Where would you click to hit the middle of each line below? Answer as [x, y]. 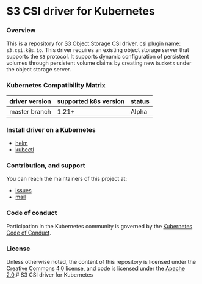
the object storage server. [39, 70]
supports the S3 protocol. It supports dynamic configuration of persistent [98, 57]
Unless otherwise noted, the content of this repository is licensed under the [101, 261]
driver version [31, 101]
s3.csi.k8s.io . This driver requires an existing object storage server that [98, 50]
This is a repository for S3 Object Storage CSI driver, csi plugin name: [94, 43]
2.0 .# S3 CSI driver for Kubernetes [50, 275]
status [140, 101]
